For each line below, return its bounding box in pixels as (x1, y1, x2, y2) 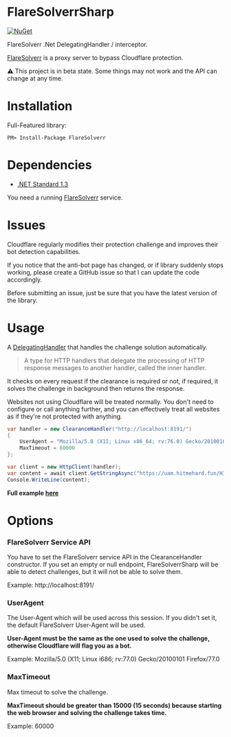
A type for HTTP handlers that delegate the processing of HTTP (23, 356, 205, 365)
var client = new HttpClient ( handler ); (7, 464, 122, 471)
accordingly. (7, 275, 43, 284)
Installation (7, 98, 73, 114)
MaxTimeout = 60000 (19, 445, 76, 451)
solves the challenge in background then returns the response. (7, 384, 185, 392)
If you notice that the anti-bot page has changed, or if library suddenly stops (7, 261, 224, 269)
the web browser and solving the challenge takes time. (7, 708, 167, 716)
